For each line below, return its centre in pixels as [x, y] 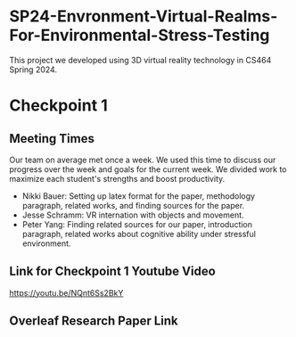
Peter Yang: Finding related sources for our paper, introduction [137, 224]
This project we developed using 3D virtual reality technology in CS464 [140, 60]
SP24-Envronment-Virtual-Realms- [144, 16]
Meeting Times [52, 139]
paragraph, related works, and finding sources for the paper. [133, 205]
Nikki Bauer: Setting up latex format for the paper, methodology [139, 196]
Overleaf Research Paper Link [94, 321]
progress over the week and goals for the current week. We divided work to [148, 169]
